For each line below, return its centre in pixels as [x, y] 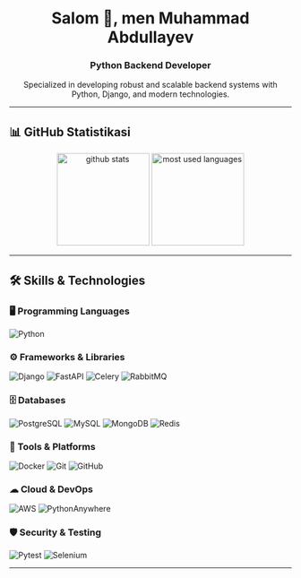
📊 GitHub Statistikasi [70, 132]
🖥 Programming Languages [69, 311]
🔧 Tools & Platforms [52, 446]
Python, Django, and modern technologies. [150, 94]
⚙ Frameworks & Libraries [67, 357]
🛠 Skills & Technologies [77, 280]
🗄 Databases [38, 401]
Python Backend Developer [150, 65]
